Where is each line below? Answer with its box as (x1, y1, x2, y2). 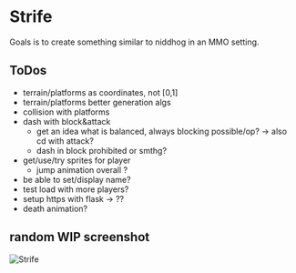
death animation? (22, 203, 88, 214)
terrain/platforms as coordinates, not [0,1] (22, 86, 179, 97)
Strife (9, 6, 53, 27)
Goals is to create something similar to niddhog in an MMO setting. (9, 36, 260, 47)
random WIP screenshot (9, 229, 150, 245)
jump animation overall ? (36, 164, 128, 175)
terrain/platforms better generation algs (22, 96, 171, 107)
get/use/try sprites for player (22, 155, 131, 166)
